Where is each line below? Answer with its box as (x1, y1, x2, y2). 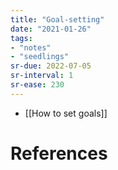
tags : (10, 33, 33, 43)
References (10, 142, 108, 165)
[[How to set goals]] (24, 107, 108, 119)
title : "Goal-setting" (10, 14, 105, 25)
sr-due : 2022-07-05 (10, 61, 92, 71)
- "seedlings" (10, 52, 70, 62)
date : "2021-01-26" (10, 24, 92, 34)
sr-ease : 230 (10, 80, 65, 90)
